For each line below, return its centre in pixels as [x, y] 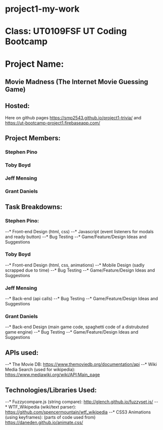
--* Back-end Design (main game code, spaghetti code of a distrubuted [77, 327]
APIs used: [22, 352]
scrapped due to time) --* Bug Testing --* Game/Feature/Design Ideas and [80, 270]
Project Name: [35, 64]
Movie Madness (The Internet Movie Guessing [77, 82]
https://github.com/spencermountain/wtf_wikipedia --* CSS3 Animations [78, 412]
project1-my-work [42, 9]
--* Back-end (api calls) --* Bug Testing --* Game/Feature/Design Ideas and [81, 299]
